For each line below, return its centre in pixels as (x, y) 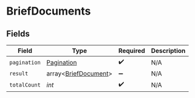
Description (168, 51)
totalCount (25, 85)
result (19, 73)
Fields (18, 34)
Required (132, 51)
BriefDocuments (49, 11)
